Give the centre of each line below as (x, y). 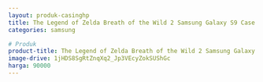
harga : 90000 (30, 66)
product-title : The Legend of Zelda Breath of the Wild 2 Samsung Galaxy (132, 52)
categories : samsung (42, 30)
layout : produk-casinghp (49, 15)
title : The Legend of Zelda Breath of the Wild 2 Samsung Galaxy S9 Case (132, 23)
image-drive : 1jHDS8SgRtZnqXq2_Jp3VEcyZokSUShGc (89, 59)
